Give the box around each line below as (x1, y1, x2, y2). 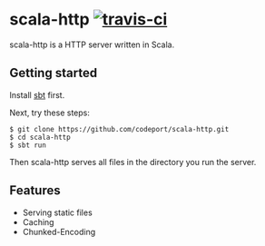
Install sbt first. (9, 89, 65, 100)
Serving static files (22, 207, 93, 218)
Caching (22, 216, 54, 227)
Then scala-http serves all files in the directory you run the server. (9, 156, 257, 167)
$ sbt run (9, 141, 47, 150)
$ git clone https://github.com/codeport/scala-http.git (9, 124, 230, 133)
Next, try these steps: (9, 107, 91, 118)
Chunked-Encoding (22, 226, 96, 237)
